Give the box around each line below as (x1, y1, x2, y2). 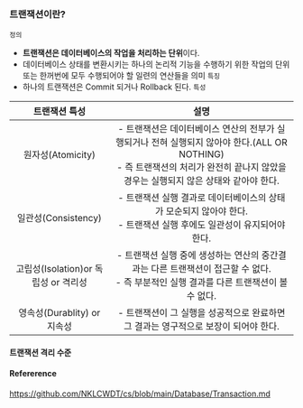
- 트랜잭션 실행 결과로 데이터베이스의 (117, 191, 267, 204)
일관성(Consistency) (16, 212, 102, 225)
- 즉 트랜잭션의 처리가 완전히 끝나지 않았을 (116, 161, 287, 173)
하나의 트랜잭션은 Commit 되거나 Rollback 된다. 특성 (22, 81, 207, 92)
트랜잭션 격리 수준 (9, 347, 72, 357)
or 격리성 (50, 276, 87, 289)
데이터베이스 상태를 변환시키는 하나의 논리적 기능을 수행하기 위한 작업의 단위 (22, 59, 290, 70)
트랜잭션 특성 (32, 106, 87, 118)
